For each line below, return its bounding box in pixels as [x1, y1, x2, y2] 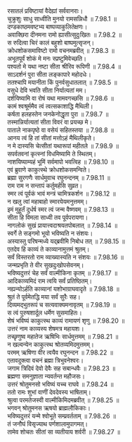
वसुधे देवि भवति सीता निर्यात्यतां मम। [7, 86, 87, 95]
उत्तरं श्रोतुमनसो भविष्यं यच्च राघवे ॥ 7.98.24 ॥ [7, 380, 114, 388]
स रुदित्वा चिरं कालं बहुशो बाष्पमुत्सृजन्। [7, 39, 95, 47]
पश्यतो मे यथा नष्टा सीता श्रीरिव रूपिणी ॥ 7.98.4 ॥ [7, 62, 121, 71]
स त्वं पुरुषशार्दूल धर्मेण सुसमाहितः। [7, 309, 82, 317]
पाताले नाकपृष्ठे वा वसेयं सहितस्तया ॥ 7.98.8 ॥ [7, 126, 114, 134]
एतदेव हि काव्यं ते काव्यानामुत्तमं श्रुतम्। [7, 245, 90, 253]
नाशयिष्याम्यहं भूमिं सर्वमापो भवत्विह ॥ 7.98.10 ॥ [7, 157, 114, 166]
